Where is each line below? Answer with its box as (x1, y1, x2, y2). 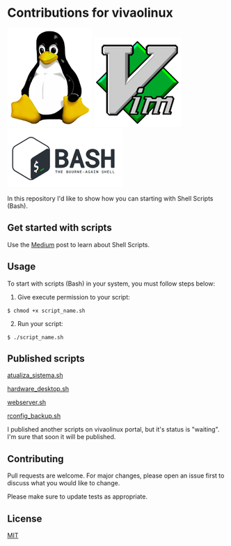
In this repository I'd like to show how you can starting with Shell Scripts (7, 194, 214, 202)
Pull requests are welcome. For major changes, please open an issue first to (7, 471, 225, 480)
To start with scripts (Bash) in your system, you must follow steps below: (7, 279, 216, 288)
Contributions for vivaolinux (7, 5, 173, 21)
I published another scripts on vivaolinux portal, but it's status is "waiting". (7, 425, 220, 434)
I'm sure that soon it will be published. (7, 433, 116, 441)
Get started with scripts (7, 222, 113, 234)
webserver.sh (7, 398, 47, 406)
